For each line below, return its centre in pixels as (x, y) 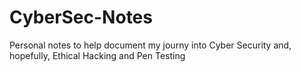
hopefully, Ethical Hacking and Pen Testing (97, 55)
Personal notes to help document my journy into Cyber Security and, (150, 45)
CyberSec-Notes (81, 17)
